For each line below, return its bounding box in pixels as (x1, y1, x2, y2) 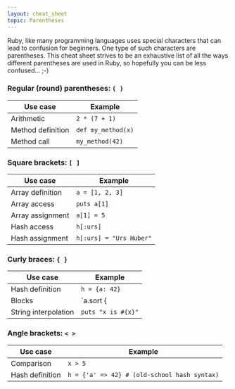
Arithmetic (11, 113, 46, 123)
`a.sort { (80, 296, 108, 306)
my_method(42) (76, 137, 123, 145)
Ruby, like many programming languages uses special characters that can (7, 36, 222, 44)
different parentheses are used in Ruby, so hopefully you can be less (7, 58, 206, 67)
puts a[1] (76, 200, 109, 208)
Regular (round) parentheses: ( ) (7, 84, 124, 94)
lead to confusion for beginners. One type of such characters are (7, 44, 196, 52)
